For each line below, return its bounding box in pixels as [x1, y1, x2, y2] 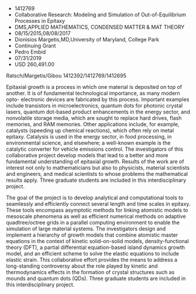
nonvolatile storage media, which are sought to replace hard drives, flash [6, 115, 182, 122]
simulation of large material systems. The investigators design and [6, 225, 166, 232]
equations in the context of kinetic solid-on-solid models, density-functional [6, 238, 189, 244]
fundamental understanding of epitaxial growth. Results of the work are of [6, 158, 184, 165]
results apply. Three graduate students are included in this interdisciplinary [6, 177, 187, 184]
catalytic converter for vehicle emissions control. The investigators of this [6, 146, 183, 153]
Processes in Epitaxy [14, 18, 66, 24]
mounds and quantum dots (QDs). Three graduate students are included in [6, 275, 186, 282]
